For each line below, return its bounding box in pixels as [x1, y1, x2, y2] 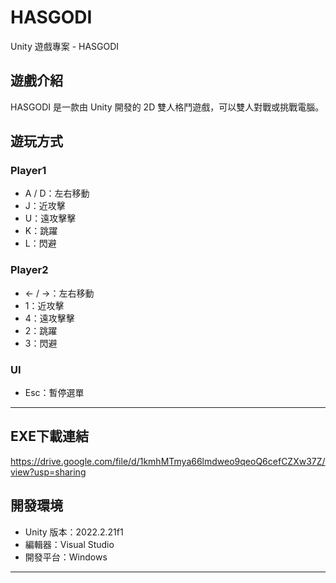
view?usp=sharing [10, 466, 87, 478]
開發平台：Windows [24, 551, 108, 563]
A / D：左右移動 [24, 187, 90, 200]
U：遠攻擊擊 [24, 212, 77, 225]
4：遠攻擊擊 [24, 312, 75, 324]
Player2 [10, 263, 49, 277]
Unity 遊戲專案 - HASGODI [10, 40, 120, 52]
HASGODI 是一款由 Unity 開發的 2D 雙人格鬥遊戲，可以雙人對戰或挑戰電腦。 [10, 101, 325, 113]
